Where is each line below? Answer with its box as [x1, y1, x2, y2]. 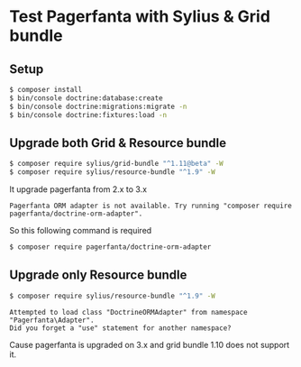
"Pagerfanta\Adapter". [9, 316, 95, 325]
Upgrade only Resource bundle [9, 268, 187, 283]
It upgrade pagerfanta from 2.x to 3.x [9, 184, 147, 195]
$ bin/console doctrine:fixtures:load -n [9, 110, 168, 119]
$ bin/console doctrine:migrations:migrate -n [9, 102, 187, 111]
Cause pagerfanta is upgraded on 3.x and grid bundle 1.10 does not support [9, 339, 290, 350]
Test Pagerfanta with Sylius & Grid [9, 6, 270, 27]
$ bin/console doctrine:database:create [9, 93, 164, 103]
